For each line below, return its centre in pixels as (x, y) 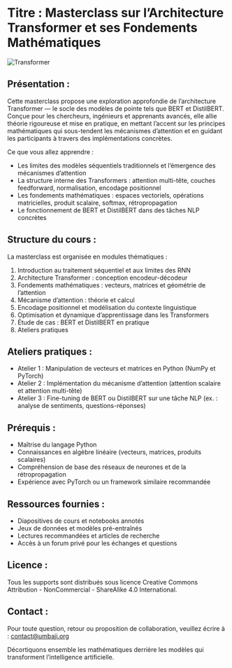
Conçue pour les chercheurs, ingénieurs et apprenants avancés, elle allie (112, 116)
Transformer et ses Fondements (102, 28)
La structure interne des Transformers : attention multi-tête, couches (116, 180)
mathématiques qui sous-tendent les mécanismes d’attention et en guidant (115, 130)
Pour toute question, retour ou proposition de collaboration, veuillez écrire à (116, 628)
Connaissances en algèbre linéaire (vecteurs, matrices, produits (109, 452)
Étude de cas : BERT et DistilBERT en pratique (83, 322)
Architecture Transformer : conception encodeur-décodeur (102, 278)
